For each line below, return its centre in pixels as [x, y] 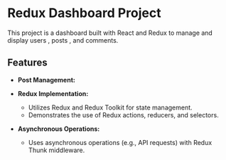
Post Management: [47, 80]
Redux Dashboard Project [84, 13]
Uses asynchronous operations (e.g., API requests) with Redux [120, 142]
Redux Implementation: [53, 93]
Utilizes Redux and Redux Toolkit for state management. [111, 107]
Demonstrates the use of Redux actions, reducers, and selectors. [123, 114]
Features [27, 63]
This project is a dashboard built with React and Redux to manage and [110, 33]
